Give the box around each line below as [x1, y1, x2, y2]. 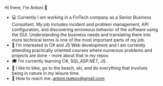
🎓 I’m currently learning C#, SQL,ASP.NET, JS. [11, 58, 107, 64]
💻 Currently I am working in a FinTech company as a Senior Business [11, 15, 152, 20]
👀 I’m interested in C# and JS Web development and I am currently [11, 42, 146, 48]
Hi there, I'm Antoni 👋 [4, 5, 47, 10]
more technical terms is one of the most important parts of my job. [11, 37, 145, 43]
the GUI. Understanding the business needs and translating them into [11, 32, 151, 38]
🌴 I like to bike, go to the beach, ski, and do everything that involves [11, 65, 148, 71]
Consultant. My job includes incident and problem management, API [11, 21, 149, 27]
